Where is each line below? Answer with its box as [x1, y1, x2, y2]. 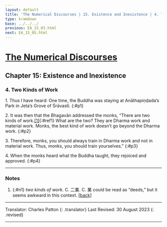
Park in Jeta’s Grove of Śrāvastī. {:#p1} [5, 103, 84, 109]
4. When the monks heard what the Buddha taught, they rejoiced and [5, 152, 147, 159]
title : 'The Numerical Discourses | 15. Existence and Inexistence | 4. [5, 12, 159, 17]
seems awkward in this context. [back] [12, 192, 92, 198]
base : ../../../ [5, 21, 39, 26]
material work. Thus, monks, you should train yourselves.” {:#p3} [5, 143, 138, 149]
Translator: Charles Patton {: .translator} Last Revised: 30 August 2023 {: [5, 207, 154, 213]
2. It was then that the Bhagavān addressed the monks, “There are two [5, 112, 150, 118]
